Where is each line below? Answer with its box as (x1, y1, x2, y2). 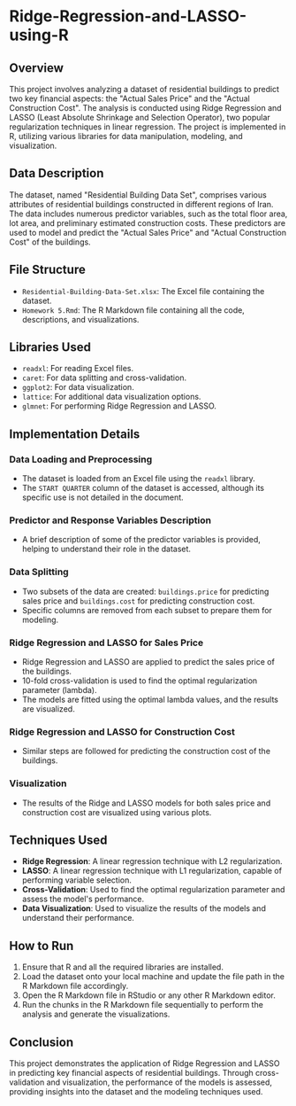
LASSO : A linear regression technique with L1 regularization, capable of (21, 866, 283, 876)
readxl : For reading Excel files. (21, 363, 134, 374)
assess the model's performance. (21, 893, 145, 905)
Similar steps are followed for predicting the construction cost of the (21, 746, 271, 757)
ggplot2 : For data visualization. (21, 382, 134, 393)
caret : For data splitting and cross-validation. (21, 372, 187, 383)
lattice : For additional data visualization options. (21, 392, 201, 402)
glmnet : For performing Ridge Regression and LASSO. (21, 401, 216, 411)
